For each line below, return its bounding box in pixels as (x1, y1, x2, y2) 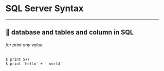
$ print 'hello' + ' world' (5, 61, 63, 66)
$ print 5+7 (5, 57, 30, 62)
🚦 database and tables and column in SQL (5, 28, 134, 36)
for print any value (5, 42, 43, 48)
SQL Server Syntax (5, 3, 84, 14)
